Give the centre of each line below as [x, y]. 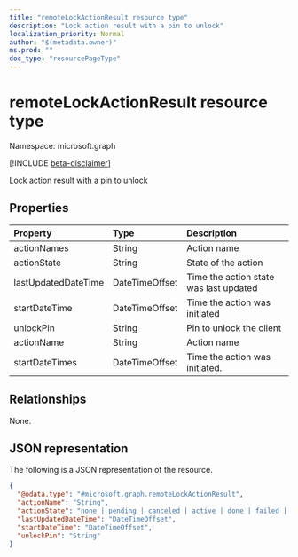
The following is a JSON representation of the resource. [111, 470]
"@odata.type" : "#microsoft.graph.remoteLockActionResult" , [130, 494]
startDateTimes [45, 362]
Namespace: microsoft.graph [63, 145]
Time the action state [230, 277]
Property [33, 233]
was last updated [222, 287]
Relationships [48, 400]
